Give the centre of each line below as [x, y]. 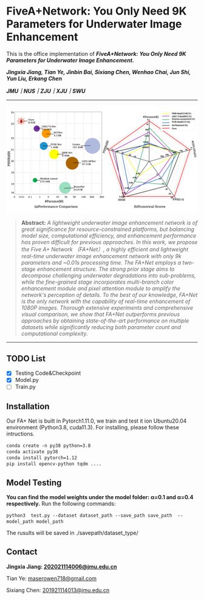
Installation [28, 406]
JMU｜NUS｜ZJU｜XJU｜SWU [46, 91]
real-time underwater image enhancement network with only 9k [101, 256]
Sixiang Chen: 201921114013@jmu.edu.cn [58, 590]
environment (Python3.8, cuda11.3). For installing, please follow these [93, 428]
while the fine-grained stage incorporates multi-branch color [97, 282]
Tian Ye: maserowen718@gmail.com [52, 578]
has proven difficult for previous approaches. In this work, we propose [109, 242]
